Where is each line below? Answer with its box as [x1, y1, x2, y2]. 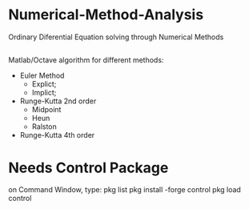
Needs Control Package [8, 159, 169, 177]
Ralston [31, 122, 58, 131]
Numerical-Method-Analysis [8, 6, 204, 24]
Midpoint [31, 105, 62, 115]
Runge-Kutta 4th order [19, 131, 95, 140]
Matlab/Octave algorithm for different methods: [8, 55, 164, 65]
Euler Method [19, 70, 65, 81]
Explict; [31, 79, 57, 89]
